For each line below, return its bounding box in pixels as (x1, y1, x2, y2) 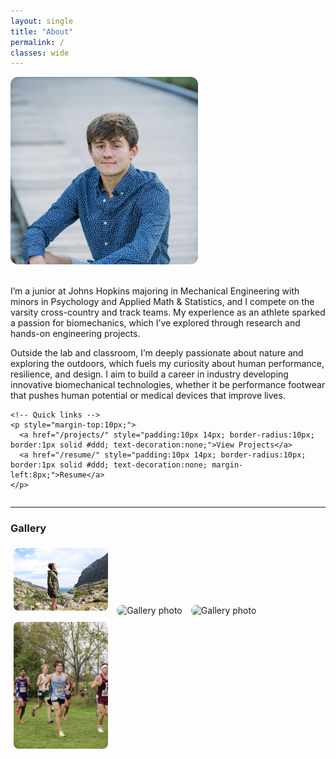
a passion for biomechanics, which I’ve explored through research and (10, 317, 301, 329)
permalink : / (10, 37, 65, 47)
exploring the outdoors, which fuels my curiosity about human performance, (10, 358, 325, 370)
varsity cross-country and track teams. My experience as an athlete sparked (10, 306, 326, 319)
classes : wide (10, 48, 70, 58)
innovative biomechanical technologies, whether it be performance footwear (10, 379, 326, 391)
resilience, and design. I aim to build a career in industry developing (10, 368, 289, 380)
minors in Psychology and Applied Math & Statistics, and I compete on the (10, 296, 315, 308)
